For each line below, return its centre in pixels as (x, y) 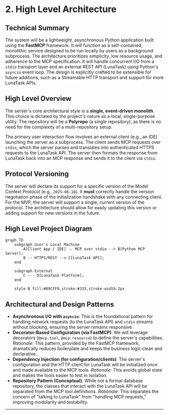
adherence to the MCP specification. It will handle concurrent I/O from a (80, 61)
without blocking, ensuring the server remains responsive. (73, 327)
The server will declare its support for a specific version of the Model (77, 186)
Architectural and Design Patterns (60, 304)
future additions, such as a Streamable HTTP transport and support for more (84, 77)
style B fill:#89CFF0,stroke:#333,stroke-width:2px (69, 289)
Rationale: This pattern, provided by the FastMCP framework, (76, 343)
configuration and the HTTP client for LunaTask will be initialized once (85, 365)
